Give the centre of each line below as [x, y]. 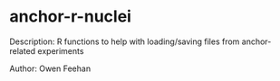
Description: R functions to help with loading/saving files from [125, 41]
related [23, 50]
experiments [61, 50]
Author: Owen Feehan [50, 68]
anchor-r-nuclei [70, 17]
